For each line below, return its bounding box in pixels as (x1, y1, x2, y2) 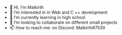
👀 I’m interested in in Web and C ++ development (9, 9, 108, 15)
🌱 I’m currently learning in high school (9, 15, 86, 20)
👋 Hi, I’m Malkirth (9, 5, 44, 10)
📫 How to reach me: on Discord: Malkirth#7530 (9, 25, 106, 30)
